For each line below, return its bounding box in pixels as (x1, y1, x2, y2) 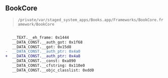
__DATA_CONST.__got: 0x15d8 (12, 44, 72, 49)
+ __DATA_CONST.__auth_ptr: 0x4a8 (5, 54, 81, 59)
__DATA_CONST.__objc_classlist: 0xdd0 (12, 67, 94, 72)
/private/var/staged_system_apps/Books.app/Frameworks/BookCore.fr (17, 17, 163, 22)
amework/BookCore (17, 22, 55, 27)
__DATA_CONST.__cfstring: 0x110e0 (12, 63, 85, 68)
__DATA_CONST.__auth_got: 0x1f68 (12, 40, 83, 45)
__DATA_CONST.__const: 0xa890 (12, 58, 76, 63)
